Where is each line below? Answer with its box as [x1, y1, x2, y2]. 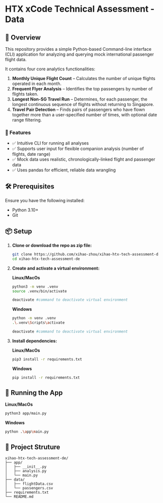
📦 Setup [5, 227, 33, 235]
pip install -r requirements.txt [12, 375, 80, 380]
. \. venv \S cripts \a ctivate [12, 320, 65, 325]
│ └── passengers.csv [5, 486, 54, 491]
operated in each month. [12, 81, 62, 86]
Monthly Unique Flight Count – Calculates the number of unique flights [12, 76, 156, 81]
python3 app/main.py [5, 411, 47, 416]
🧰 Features [5, 129, 31, 136]
